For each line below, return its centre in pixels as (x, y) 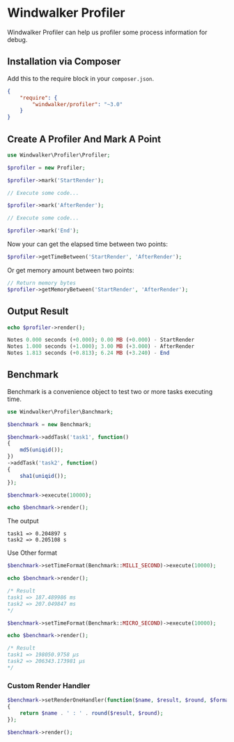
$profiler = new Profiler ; (46, 168)
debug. (17, 39)
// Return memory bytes (42, 283)
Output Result (38, 311)
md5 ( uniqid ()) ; (42, 450)
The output (23, 521)
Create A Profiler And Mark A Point (84, 139)
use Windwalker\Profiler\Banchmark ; (60, 412)
